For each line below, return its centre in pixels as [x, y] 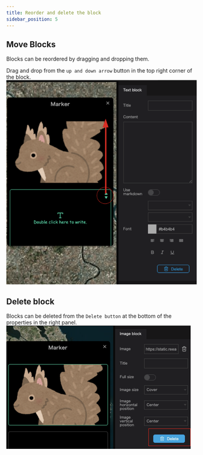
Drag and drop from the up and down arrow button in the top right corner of [99, 71]
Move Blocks [31, 44]
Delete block [31, 302]
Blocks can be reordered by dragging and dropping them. [78, 59]
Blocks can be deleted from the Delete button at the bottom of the [89, 316]
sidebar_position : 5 [32, 19]
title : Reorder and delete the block [54, 13]
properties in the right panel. [42, 322]
